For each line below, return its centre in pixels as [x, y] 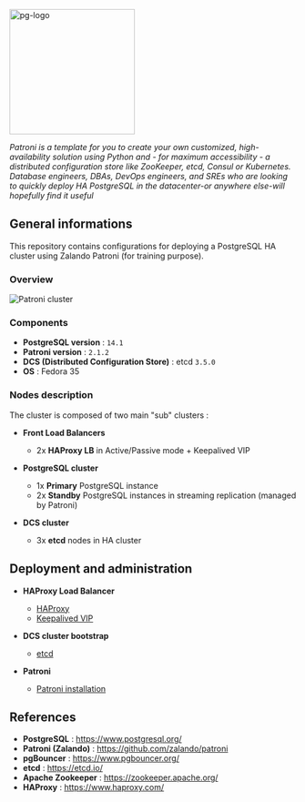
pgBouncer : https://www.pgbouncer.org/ [101, 758]
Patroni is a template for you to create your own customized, [123, 147]
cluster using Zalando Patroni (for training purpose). [107, 256]
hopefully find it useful [51, 195]
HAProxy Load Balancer [69, 591]
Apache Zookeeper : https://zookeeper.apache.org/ [120, 777]
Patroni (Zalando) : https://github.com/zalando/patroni [125, 749]
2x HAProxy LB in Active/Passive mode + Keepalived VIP [143, 450]
